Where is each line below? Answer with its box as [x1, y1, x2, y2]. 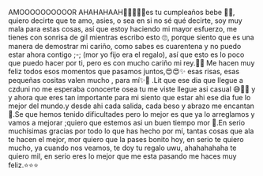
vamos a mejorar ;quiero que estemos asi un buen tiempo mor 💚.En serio [8, 118, 246, 127]
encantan [224, 101, 255, 110]
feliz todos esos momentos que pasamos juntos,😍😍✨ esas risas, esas [8, 67, 239, 76]
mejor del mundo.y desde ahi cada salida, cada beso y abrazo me [8, 101, 223, 110]
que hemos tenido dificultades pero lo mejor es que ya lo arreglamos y [24, 110, 255, 118]
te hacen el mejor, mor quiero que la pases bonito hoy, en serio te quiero [8, 135, 244, 144]
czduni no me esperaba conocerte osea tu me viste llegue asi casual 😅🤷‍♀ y [8, 84, 256, 94]
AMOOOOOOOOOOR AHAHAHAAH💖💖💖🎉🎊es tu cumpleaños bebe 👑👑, [8, 8, 235, 17]
